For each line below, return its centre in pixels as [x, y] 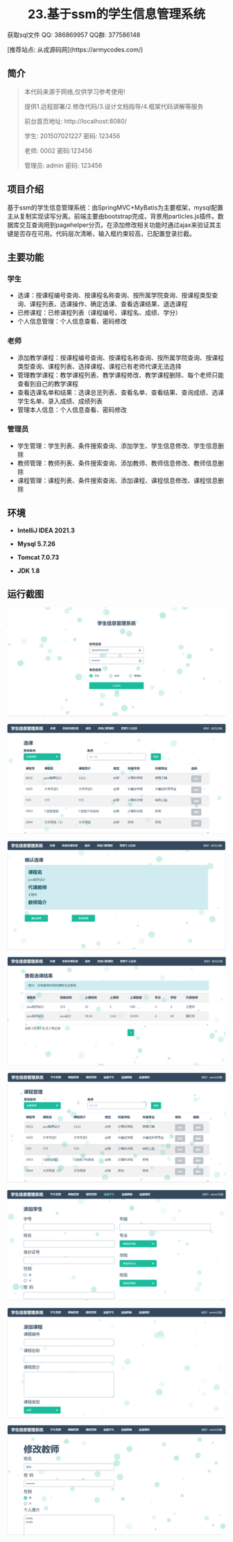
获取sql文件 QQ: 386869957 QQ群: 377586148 [74, 35]
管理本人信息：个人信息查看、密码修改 [72, 410]
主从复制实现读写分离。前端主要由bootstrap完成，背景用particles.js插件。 [113, 216]
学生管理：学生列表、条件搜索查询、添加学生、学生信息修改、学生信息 [118, 446]
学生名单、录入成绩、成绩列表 [60, 401]
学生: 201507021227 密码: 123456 [72, 135]
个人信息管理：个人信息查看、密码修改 [72, 321]
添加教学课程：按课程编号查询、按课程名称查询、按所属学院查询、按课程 [120, 358]
